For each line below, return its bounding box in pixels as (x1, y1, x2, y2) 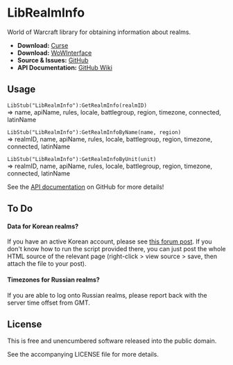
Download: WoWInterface (17, 49, 92, 57)
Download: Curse (17, 41, 69, 49)
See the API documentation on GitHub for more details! (7, 182, 164, 191)
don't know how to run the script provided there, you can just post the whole (7, 245, 226, 253)
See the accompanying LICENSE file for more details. (7, 350, 159, 359)
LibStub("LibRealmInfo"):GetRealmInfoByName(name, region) (7, 128, 182, 136)
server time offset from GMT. (7, 298, 90, 307)
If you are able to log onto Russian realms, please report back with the (7, 291, 207, 299)
